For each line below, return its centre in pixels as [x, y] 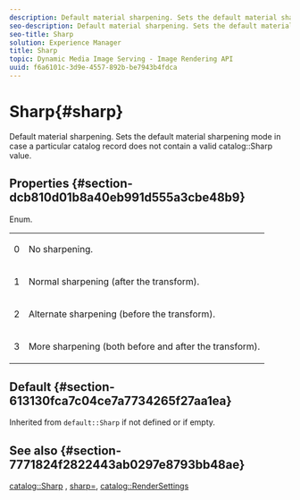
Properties [39, 184]
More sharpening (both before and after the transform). [144, 346]
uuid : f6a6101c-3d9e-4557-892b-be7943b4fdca [93, 68]
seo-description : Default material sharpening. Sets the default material [151, 26]
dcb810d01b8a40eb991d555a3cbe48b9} [127, 198]
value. [21, 155]
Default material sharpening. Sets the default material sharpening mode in [145, 136]
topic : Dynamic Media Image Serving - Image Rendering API [121, 59]
